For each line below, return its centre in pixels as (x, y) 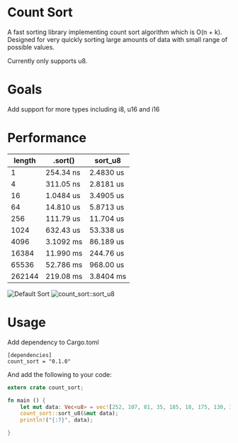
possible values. (31, 47)
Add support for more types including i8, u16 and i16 (84, 109)
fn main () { (27, 400)
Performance (47, 138)
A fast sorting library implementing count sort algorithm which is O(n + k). (115, 32)
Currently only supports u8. (47, 60)
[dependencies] (30, 355)
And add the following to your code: (59, 374)
